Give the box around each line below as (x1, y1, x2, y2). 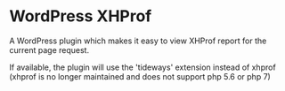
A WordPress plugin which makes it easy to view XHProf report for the (9, 35, 267, 46)
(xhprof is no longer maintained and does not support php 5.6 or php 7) (9, 71, 272, 81)
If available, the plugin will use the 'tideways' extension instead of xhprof (9, 62, 276, 72)
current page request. (9, 44, 90, 55)
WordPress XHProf (9, 6, 152, 27)
